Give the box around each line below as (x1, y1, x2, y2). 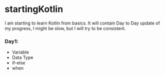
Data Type (11, 54, 33, 60)
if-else (11, 60, 25, 66)
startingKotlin (4, 3, 63, 15)
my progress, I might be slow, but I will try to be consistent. (4, 25, 126, 31)
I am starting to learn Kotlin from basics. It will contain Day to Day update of (4, 20, 160, 26)
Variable (11, 49, 29, 55)
